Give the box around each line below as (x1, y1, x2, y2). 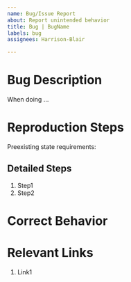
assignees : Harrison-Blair (7, 36, 85, 43)
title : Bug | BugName (7, 23, 70, 30)
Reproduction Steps (7, 120, 125, 136)
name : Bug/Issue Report (7, 10, 76, 17)
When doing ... (7, 95, 49, 104)
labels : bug (7, 29, 42, 37)
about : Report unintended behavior (7, 17, 110, 24)
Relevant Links (7, 245, 94, 261)
